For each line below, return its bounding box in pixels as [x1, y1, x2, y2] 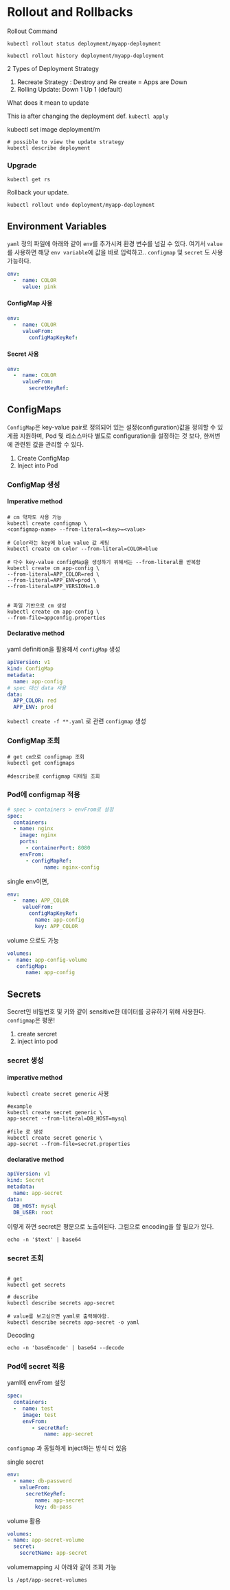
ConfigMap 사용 [7, 299, 53, 308]
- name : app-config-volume [7, 956, 88, 963]
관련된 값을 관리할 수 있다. [14, 440, 84, 448]
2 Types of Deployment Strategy [7, 64, 100, 72]
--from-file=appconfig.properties [7, 614, 106, 621]
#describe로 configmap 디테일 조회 [7, 773, 100, 780]
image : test [22, 1411, 57, 1418]
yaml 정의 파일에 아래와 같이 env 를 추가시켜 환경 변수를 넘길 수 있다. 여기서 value [7, 239, 223, 248]
